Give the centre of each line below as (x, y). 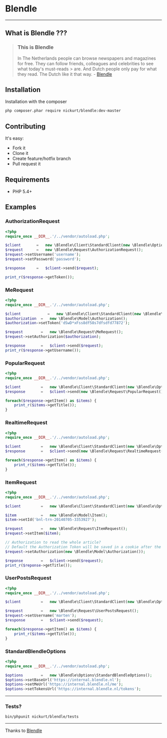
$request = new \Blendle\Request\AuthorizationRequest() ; (74, 250)
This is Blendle (35, 47)
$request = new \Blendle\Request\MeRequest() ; (64, 332)
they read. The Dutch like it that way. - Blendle (65, 74)
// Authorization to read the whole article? (53, 543)
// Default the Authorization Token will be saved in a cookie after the (83, 547)
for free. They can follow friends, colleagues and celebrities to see (85, 63)
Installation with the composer (36, 102)
